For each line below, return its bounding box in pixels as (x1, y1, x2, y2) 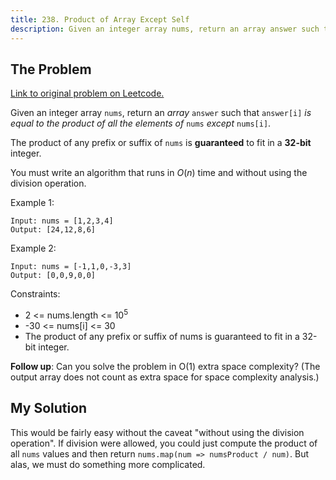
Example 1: (10, 197, 55, 209)
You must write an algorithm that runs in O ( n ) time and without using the (10, 167, 308, 179)
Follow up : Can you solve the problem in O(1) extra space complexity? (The (10, 360, 321, 372)
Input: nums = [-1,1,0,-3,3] (10, 262, 132, 272)
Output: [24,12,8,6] (10, 225, 97, 235)
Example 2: (10, 242, 57, 255)
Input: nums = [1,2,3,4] (10, 216, 114, 226)
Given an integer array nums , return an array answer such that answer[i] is (10, 107, 312, 119)
